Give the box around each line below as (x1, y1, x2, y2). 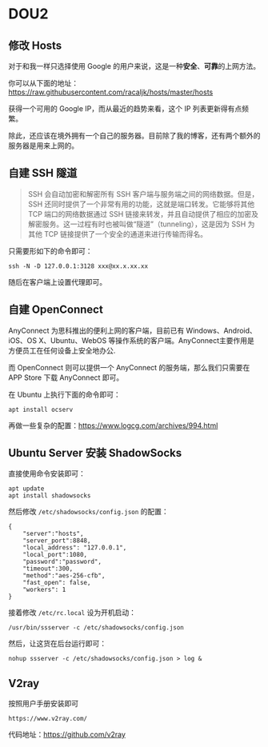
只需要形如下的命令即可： (8, 246, 93, 256)
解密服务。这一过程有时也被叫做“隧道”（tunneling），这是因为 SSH (27, 219, 246, 229)
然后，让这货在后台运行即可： (8, 639, 106, 649)
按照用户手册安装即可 (8, 699, 78, 709)
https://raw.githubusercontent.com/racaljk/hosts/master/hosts (8, 87, 214, 97)
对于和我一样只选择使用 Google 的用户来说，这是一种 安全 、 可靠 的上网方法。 (8, 62, 261, 70)
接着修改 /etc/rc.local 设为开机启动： (8, 608, 136, 617)
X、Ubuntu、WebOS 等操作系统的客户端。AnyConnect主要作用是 (38, 335, 254, 345)
